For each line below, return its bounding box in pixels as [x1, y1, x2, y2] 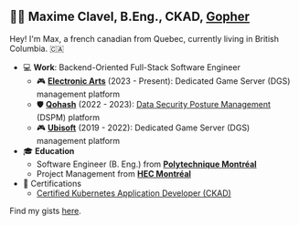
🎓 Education [22, 145, 75, 156]
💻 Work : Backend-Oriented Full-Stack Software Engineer [22, 61, 240, 73]
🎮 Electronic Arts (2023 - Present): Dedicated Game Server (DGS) [36, 75, 291, 87]
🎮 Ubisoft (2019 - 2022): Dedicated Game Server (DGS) [36, 122, 251, 133]
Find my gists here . [9, 205, 82, 216]
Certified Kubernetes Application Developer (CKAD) [36, 188, 231, 199]
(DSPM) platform [36, 111, 101, 123]
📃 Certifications [22, 178, 82, 189]
